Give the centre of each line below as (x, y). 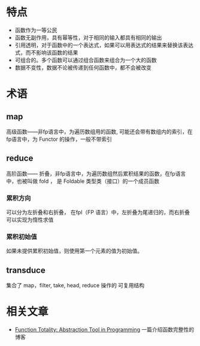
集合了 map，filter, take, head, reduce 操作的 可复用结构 (75, 285)
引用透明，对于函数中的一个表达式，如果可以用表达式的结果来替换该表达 (104, 45)
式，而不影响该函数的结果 (46, 52)
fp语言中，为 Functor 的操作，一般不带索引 (59, 139)
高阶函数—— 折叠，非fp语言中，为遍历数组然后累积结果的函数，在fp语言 (96, 173)
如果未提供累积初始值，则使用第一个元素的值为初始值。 (74, 251)
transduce (26, 270)
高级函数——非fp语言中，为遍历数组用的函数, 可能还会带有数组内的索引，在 (99, 131)
